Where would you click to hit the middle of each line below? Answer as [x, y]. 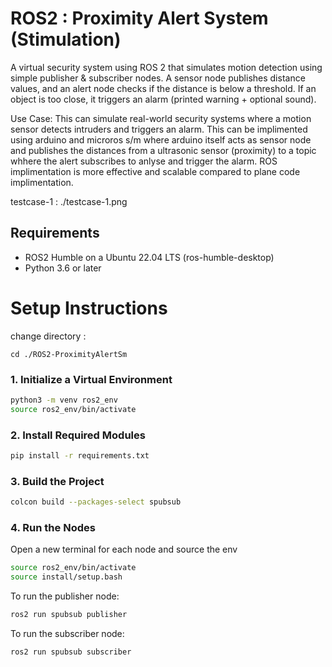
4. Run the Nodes [53, 527]
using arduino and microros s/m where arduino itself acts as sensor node [161, 139]
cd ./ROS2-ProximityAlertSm [69, 354]
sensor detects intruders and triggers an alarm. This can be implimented [159, 129]
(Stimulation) [66, 39]
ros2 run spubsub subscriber [71, 652]
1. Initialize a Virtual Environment [91, 379]
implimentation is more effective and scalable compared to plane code [155, 171]
